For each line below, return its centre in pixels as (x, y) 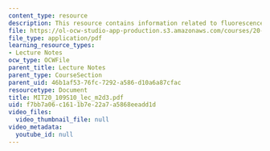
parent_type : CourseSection (55, 75)
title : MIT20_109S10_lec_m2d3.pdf (66, 97)
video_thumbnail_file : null (63, 120)
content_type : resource (48, 16)
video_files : (30, 113)
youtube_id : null (45, 134)
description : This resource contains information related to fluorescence (136, 23)
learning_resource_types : (51, 46)
